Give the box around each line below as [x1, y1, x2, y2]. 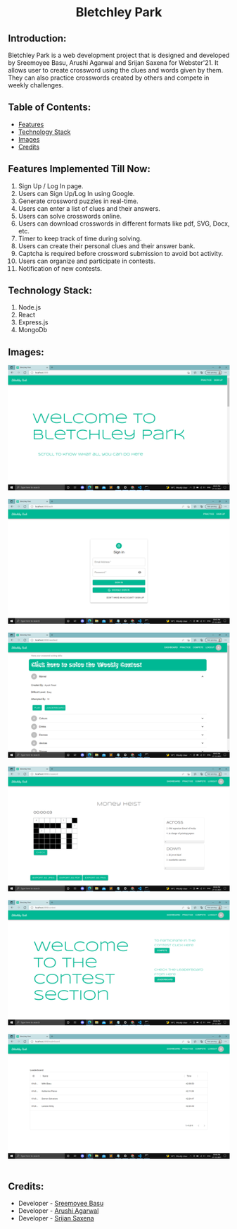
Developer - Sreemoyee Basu [18, 1199, 104, 1208]
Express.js [18, 318, 49, 326]
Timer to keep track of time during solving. [18, 234, 142, 243]
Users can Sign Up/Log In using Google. [18, 189, 135, 197]
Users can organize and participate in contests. [18, 257, 156, 265]
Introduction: [8, 32, 67, 44]
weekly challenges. [8, 81, 64, 89]
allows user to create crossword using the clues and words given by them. [8, 66, 224, 74]
